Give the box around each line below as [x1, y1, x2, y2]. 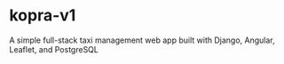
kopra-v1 [9, 5, 76, 26]
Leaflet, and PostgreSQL [9, 44, 99, 54]
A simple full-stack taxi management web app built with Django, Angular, [9, 35, 275, 45]
